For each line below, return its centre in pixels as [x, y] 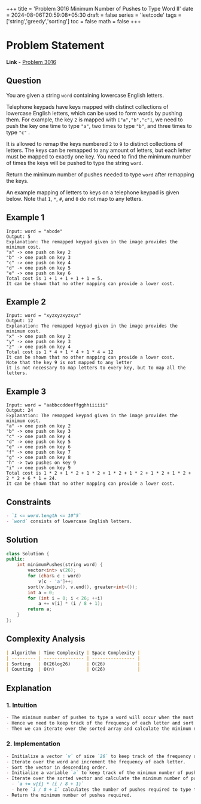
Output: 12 [20, 321]
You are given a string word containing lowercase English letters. [85, 95]
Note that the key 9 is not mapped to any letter [69, 363]
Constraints [29, 502]
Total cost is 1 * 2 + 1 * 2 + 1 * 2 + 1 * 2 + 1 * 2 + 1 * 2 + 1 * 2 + [99, 473]
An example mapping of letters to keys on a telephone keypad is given [93, 192]
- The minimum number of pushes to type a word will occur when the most [100, 717]
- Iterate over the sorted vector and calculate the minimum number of [97, 779]
